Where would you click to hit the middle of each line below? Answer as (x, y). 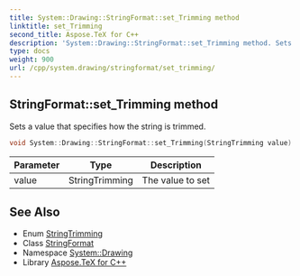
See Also (35, 212)
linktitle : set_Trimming (56, 26)
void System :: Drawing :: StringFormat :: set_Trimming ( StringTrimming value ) (151, 143)
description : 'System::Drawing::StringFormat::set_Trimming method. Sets (151, 43)
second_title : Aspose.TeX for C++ (74, 34)
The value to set (176, 179)
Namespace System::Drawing (77, 253)
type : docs (30, 51)
